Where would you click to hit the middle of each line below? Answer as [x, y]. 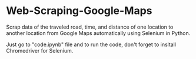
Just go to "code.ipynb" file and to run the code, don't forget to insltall [91, 44]
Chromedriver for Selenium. [40, 50]
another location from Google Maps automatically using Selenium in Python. [98, 33]
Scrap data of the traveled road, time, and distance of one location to [90, 27]
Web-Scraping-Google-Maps [79, 11]
